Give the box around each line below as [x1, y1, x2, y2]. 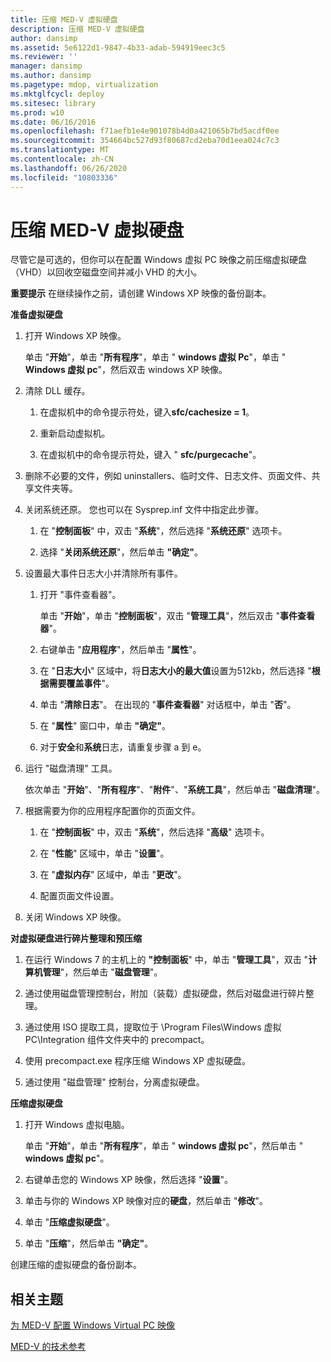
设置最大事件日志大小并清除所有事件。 [24, 567, 183, 580]
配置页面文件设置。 [39, 890, 120, 902]
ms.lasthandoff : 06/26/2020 [10, 163, 128, 173]
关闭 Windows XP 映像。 [24, 911, 127, 923]
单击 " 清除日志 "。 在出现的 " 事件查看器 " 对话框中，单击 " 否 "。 [39, 699, 297, 711]
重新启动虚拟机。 [39, 427, 111, 440]
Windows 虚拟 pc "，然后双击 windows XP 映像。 [24, 364, 228, 376]
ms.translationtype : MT [10, 145, 110, 155]
